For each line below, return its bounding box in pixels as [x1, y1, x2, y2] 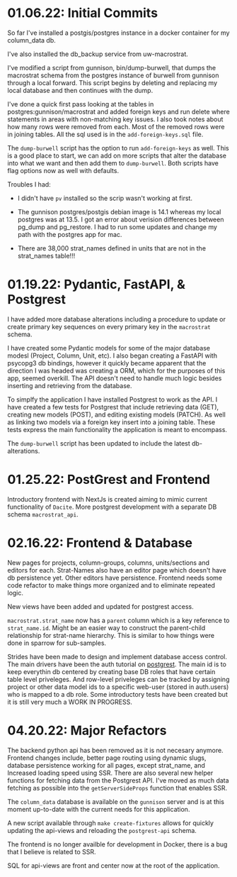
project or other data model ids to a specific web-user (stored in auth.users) [7, 683, 229, 691]
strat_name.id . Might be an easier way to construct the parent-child [7, 623, 206, 632]
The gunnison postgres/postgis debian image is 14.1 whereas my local [17, 207, 221, 216]
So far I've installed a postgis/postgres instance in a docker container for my [7, 28, 230, 37]
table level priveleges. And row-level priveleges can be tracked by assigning [7, 675, 230, 683]
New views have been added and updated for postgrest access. [7, 602, 194, 611]
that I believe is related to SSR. [7, 847, 97, 856]
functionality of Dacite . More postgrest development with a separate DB [7, 502, 217, 511]
